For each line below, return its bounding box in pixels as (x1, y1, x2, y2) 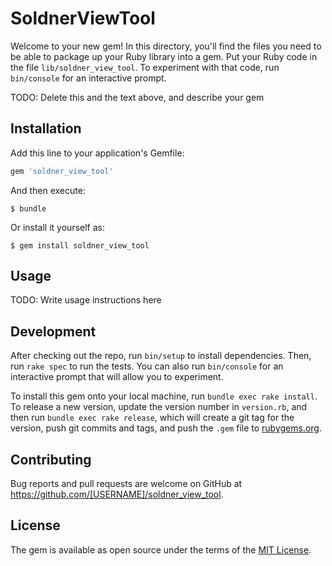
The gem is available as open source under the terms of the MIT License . (10, 543, 312, 556)
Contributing (10, 451, 92, 468)
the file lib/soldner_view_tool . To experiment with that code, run (10, 61, 280, 73)
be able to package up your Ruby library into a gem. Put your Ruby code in (10, 50, 318, 62)
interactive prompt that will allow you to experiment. (10, 371, 224, 383)
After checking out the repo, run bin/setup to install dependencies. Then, (10, 350, 312, 362)
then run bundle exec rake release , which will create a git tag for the (10, 412, 295, 424)
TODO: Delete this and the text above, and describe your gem (10, 91, 265, 103)
